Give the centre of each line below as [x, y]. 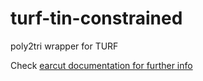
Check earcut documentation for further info [101, 65]
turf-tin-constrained [96, 18]
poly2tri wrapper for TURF [64, 46]
